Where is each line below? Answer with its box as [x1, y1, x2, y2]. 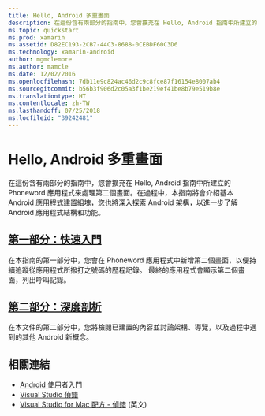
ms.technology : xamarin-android [8, 48, 114, 56]
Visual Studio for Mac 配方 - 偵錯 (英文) [19, 399, 147, 410]
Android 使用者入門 [19, 380, 83, 390]
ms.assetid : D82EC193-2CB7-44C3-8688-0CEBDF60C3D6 [8, 41, 178, 49]
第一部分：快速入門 [8, 233, 102, 247]
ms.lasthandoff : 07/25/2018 [8, 107, 101, 115]
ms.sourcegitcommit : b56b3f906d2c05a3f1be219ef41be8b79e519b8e [8, 84, 221, 93]
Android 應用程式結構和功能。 [8, 207, 105, 217]
